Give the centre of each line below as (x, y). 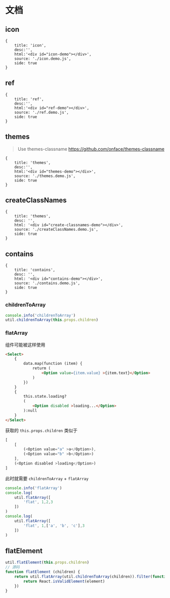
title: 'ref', (29, 99)
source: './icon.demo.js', (43, 59)
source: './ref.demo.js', (42, 112)
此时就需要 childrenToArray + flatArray (47, 478)
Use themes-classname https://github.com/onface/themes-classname (91, 149)
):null (30, 411)
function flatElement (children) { (43, 572)
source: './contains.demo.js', (47, 283)
